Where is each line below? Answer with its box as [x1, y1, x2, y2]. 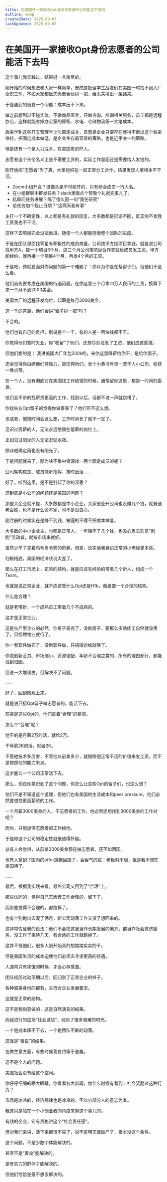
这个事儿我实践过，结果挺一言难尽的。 [5, 74, 83, 80]
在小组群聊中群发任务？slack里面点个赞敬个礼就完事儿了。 [12, 190, 133, 196]
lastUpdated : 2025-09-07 [5, 21, 57, 26]
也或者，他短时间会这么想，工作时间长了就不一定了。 [5, 416, 114, 422]
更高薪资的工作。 [22, 797, 58, 803]
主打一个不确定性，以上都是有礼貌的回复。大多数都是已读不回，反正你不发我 [5, 213, 162, 219]
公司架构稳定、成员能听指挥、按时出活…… [5, 469, 91, 475]
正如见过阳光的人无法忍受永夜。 [5, 437, 71, 443]
